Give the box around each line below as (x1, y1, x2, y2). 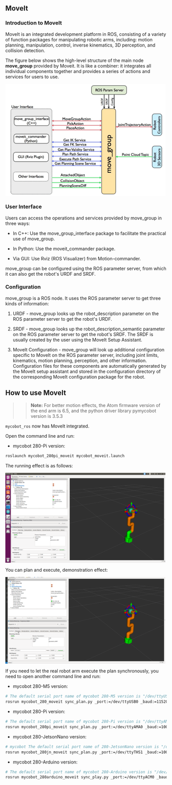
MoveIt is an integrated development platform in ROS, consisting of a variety (5, 31, 166, 37)
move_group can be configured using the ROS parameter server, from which (5, 265, 166, 272)
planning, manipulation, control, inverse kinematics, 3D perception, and (5, 42, 156, 48)
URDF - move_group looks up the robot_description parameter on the (12, 310, 159, 317)
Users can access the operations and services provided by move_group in (5, 215, 162, 221)
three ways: (5, 220, 30, 227)
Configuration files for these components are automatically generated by (12, 363, 166, 369)
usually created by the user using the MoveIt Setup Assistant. (12, 337, 142, 343)
